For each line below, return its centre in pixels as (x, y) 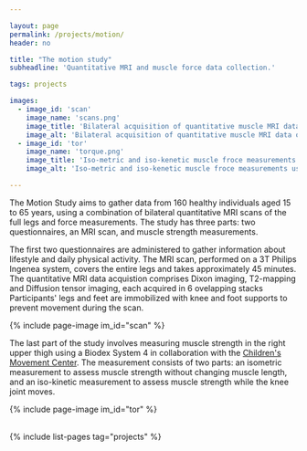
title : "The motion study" (61, 59)
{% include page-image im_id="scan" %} (87, 325)
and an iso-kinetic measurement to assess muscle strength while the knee (149, 382)
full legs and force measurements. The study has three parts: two (132, 222)
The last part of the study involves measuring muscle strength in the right (148, 342)
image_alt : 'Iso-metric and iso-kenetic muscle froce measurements (157, 169)
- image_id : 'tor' (53, 143)
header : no (30, 43)
